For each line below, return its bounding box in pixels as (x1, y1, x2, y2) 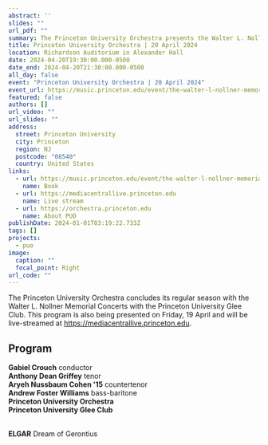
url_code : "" (8, 271, 52, 279)
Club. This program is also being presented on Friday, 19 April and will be (8, 310, 249, 320)
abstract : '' (8, 11, 52, 20)
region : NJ (15, 145, 52, 153)
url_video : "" (8, 108, 56, 116)
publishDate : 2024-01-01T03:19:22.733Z (8, 219, 141, 227)
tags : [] (8, 226, 37, 235)
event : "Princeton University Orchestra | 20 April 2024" (8, 78, 205, 86)
